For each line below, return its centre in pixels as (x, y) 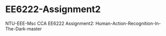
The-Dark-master (24, 28)
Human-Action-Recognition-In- (128, 23)
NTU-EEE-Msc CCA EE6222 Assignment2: (50, 23)
